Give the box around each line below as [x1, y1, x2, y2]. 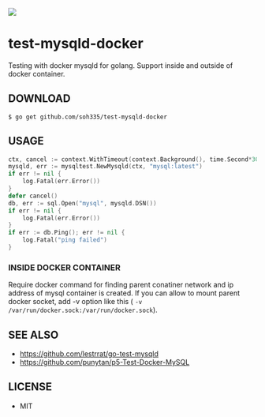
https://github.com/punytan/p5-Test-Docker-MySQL [19, 358, 190, 367]
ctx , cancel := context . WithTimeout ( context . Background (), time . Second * [8, 155, 252, 163]
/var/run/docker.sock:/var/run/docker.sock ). [8, 305, 158, 315]
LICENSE [8, 380, 53, 394]
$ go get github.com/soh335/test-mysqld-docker [8, 113, 168, 121]
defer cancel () [8, 192, 58, 200]
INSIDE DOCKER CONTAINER [8, 261, 121, 272]
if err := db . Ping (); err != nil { [8, 229, 125, 237]
